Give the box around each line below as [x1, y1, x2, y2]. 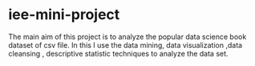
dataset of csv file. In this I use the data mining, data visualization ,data [8, 40, 243, 49]
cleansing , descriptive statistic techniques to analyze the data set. [8, 49, 229, 58]
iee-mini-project [8, 6, 120, 24]
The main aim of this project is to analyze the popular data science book [8, 32, 247, 41]
